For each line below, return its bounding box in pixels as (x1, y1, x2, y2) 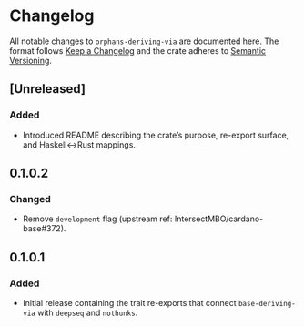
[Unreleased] (9, 81, 86, 97)
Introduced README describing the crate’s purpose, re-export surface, (22, 129, 289, 140)
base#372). (22, 223, 66, 234)
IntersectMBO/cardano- (174, 213, 264, 224)
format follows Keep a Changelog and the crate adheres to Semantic (9, 45, 267, 56)
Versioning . (9, 55, 53, 66)
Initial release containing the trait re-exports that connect (22, 298, 237, 308)
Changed (9, 192, 52, 205)
